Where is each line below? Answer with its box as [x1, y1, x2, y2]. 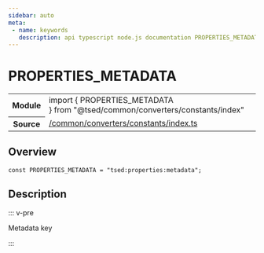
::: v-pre [8, 208, 34, 218]
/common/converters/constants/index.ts [48, 118, 198, 129]
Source [13, 119, 41, 130]
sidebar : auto [8, 11, 55, 20]
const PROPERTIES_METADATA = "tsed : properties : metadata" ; [8, 166, 202, 174]
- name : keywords [11, 26, 68, 34]
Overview [8, 145, 57, 159]
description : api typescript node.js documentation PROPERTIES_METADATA [18, 33, 262, 42]
